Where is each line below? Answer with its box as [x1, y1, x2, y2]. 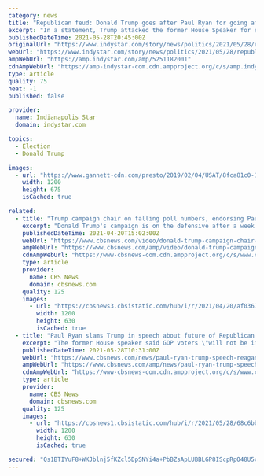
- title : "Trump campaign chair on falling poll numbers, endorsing [15, 214, 244, 223]
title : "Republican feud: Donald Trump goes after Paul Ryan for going [8, 19, 247, 27]
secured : [8, 456, 37, 463]
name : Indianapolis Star [15, 113, 97, 122]
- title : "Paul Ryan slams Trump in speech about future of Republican [15, 331, 255, 339]
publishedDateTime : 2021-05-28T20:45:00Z [8, 33, 146, 42]
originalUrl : [8, 41, 51, 49]
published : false [8, 92, 65, 100]
